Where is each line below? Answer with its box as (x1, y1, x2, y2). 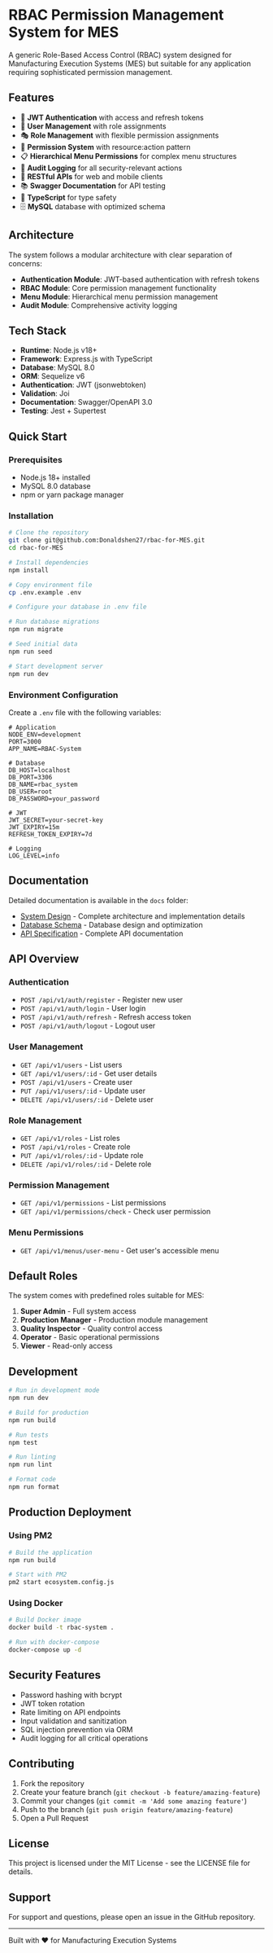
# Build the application (8, 1548, 93, 1556)
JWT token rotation (19, 1698, 85, 1708)
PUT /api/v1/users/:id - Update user (19, 1086, 146, 1095)
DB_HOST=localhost (8, 766, 71, 775)
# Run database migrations (8, 617, 100, 626)
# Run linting (8, 1453, 57, 1461)
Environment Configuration (8, 689, 119, 700)
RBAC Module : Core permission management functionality (19, 283, 217, 292)
